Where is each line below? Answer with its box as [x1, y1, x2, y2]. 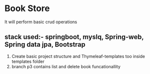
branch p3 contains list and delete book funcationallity [11, 63, 121, 69]
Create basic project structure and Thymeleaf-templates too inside [11, 53, 145, 59]
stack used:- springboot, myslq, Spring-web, [4, 33, 144, 41]
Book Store [4, 3, 50, 14]
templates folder [11, 59, 45, 64]
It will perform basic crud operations [4, 19, 77, 25]
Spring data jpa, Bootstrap [4, 41, 86, 49]
